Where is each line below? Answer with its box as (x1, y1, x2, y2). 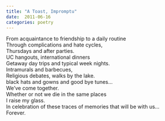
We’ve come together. (6, 85, 60, 92)
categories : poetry (6, 19, 54, 25)
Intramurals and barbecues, (6, 66, 73, 73)
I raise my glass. (6, 97, 46, 104)
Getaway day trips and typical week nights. (6, 60, 110, 67)
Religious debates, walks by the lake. (6, 72, 95, 79)
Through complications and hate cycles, (6, 41, 103, 48)
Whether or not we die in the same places (6, 91, 107, 98)
